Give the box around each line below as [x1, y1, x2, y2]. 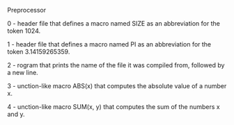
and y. [7, 110, 25, 118]
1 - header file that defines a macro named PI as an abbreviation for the [7, 40, 212, 48]
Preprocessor [7, 6, 47, 14]
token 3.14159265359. [7, 48, 70, 56]
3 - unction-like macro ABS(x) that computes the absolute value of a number [7, 82, 227, 90]
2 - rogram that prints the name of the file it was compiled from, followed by [7, 61, 225, 69]
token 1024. [7, 27, 41, 35]
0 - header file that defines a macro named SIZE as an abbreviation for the [7, 19, 221, 27]
